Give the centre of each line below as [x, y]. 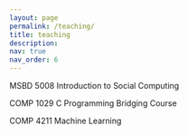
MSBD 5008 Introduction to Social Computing [94, 86]
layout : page [34, 18]
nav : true [28, 52]
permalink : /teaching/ [52, 26]
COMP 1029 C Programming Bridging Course [94, 103]
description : [34, 43]
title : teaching [40, 34]
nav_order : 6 [34, 60]
